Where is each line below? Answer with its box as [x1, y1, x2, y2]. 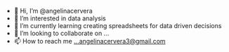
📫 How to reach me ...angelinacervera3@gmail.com [13, 37, 166, 45]
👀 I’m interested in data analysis [13, 14, 107, 22]
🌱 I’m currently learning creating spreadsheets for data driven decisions [13, 22, 222, 30]
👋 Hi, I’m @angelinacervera [13, 7, 93, 15]
